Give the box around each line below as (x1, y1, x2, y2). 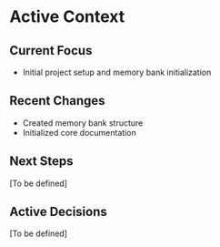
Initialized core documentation (22, 127, 136, 138)
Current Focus (9, 43, 93, 58)
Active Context (9, 6, 125, 27)
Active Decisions (9, 204, 107, 220)
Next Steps (9, 153, 74, 170)
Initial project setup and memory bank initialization (22, 67, 212, 77)
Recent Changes (9, 93, 106, 108)
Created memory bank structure (22, 117, 144, 129)
